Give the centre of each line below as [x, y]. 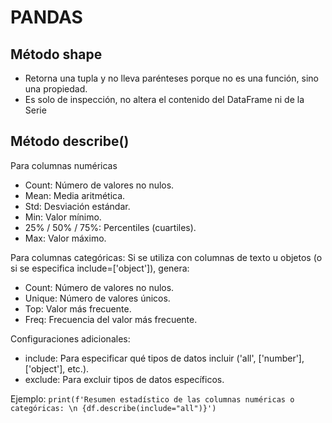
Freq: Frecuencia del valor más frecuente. [111, 319]
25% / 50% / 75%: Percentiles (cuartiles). [110, 227]
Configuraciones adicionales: [70, 338]
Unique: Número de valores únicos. [97, 298]
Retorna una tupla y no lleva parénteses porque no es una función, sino [171, 78]
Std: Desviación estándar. [77, 206]
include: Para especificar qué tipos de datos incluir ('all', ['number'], [164, 358]
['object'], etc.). [57, 368]
